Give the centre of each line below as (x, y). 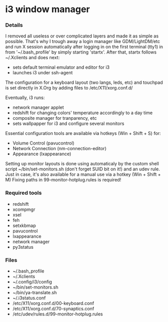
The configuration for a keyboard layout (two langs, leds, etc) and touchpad (84, 82)
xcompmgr (24, 209)
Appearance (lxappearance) (42, 154)
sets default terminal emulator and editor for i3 (61, 67)
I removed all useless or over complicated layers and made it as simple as (82, 36)
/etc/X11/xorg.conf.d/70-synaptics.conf (53, 309)
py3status (23, 247)
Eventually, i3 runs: (25, 98)
